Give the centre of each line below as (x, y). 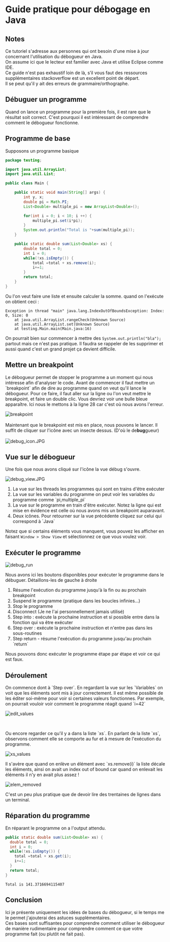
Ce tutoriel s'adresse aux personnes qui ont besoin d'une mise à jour (77, 51)
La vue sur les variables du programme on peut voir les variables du (83, 494)
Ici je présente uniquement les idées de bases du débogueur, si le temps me (85, 912)
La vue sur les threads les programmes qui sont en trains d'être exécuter (89, 489)
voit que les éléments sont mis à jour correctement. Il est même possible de (84, 693)
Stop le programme (33, 606)
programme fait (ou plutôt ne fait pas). (45, 934)
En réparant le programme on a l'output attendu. (56, 828)
